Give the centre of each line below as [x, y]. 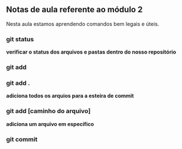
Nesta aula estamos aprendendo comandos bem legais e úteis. [83, 24]
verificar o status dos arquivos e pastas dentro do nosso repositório [91, 52]
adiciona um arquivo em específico [50, 124]
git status [20, 39]
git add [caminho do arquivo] [48, 111]
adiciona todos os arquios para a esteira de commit [70, 96]
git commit [22, 139]
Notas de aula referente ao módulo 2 [74, 10]
